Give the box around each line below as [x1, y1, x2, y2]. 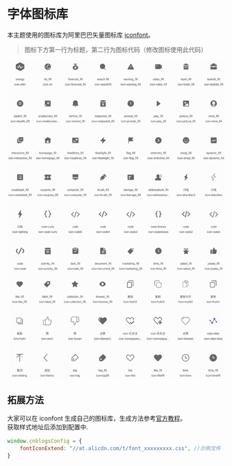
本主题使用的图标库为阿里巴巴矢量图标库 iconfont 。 [7, 31, 155, 39]
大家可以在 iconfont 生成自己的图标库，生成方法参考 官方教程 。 [7, 414, 186, 422]
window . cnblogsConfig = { [7, 437, 82, 444]
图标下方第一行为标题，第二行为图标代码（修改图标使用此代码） [24, 45, 207, 54]
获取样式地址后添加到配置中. [7, 422, 89, 431]
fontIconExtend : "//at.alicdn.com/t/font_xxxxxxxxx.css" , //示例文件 [19, 444, 221, 452]
